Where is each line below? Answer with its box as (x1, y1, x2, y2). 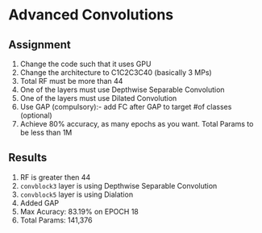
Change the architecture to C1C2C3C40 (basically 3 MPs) (19, 68, 212, 77)
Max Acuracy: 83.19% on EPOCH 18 (19, 206, 139, 216)
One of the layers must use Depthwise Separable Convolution (19, 85, 225, 94)
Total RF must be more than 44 (19, 77, 123, 85)
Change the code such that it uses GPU (19, 59, 152, 69)
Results (8, 151, 48, 164)
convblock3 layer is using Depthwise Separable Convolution (19, 181, 218, 190)
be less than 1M (19, 127, 73, 137)
